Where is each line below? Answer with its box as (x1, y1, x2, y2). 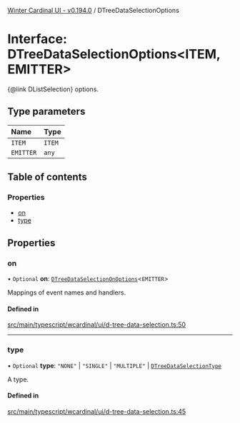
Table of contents (7, 171, 87, 183)
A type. (7, 374, 29, 384)
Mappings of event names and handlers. (7, 288, 126, 297)
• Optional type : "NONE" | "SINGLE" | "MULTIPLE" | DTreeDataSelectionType (7, 361, 221, 370)
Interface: (7, 31, 68, 47)
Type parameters (7, 106, 86, 118)
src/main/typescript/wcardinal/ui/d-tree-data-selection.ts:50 (7, 320, 186, 329)
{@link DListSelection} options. (7, 85, 99, 93)
